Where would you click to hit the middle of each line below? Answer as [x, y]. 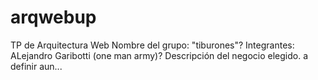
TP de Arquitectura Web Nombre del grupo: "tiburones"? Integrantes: [152, 45]
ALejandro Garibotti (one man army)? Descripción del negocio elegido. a [159, 55]
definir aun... [36, 66]
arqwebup [53, 17]
